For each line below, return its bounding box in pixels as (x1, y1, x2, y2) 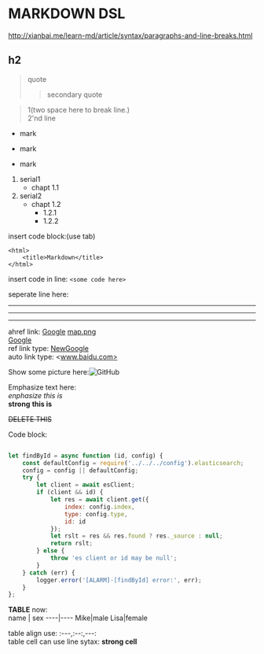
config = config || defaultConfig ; (22, 466, 139, 475)
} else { (36, 547, 65, 555)
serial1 (19, 174, 41, 183)
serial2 (19, 190, 42, 201)
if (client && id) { (36, 489, 104, 497)
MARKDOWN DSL (8, 5, 126, 23)
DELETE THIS (8, 414, 53, 423)
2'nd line (27, 113, 57, 123)
